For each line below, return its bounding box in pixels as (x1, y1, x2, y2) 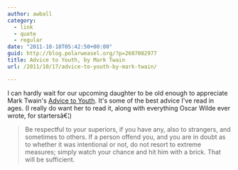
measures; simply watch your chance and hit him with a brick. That (24, 147, 222, 156)
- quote (13, 30, 37, 38)
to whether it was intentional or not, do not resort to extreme (24, 140, 202, 149)
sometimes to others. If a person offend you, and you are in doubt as (24, 132, 226, 141)
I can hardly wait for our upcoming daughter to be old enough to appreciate (7, 89, 228, 97)
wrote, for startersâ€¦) (7, 111, 72, 120)
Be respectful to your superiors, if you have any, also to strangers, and (24, 125, 231, 133)
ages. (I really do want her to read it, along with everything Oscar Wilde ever (7, 103, 231, 112)
